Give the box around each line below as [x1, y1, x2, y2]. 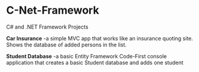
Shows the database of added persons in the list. [6, 41, 127, 48]
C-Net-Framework [6, 4, 100, 17]
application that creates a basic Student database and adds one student [6, 59, 183, 66]
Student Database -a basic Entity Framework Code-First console [6, 52, 167, 60]
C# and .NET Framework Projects [6, 23, 88, 30]
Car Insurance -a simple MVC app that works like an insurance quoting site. [6, 35, 193, 42]
